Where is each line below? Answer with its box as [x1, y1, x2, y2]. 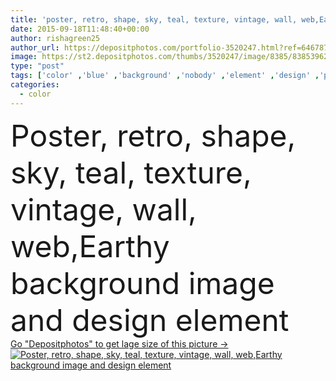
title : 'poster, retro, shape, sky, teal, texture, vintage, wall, [10, 14, 298, 25]
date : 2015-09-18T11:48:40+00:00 [10, 24, 150, 34]
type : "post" [10, 61, 65, 71]
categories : [10, 80, 60, 90]
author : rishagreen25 [10, 33, 101, 43]
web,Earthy [10, 227, 170, 265]
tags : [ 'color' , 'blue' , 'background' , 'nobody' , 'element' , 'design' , [10, 71, 320, 81]
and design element [10, 301, 290, 339]
